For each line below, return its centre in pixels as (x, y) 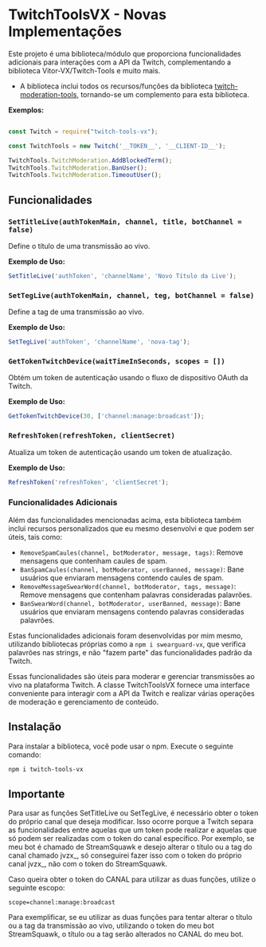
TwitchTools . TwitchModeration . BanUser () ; (78, 168)
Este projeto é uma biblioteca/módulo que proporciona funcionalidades (125, 53)
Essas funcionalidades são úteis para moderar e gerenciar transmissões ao (131, 676)
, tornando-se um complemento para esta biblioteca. (163, 94)
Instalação (35, 727)
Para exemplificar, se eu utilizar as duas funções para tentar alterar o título (130, 918)
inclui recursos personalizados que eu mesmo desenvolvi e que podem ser (131, 529)
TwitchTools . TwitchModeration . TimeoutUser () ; (85, 175)
